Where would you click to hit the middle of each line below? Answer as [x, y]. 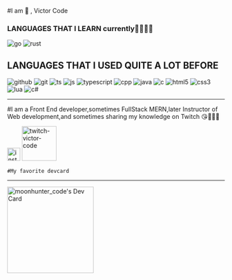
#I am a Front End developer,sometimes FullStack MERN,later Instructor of [113, 109]
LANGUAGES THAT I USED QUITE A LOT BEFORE [113, 65]
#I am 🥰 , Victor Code [38, 11]
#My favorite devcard [38, 171]
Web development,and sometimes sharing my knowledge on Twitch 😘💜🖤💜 [113, 117]
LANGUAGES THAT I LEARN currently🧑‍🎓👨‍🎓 [80, 28]
